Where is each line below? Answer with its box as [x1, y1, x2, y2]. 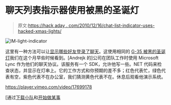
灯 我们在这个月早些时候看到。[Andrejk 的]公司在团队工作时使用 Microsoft [5, 54, 159, 61]
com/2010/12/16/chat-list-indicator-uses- [68, 22, 155, 28]
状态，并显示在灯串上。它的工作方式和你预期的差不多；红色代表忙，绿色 [9, 67, 161, 74]
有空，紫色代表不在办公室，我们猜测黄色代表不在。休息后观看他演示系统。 [9, 74, 166, 80]
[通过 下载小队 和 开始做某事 [5, 94, 61, 100]
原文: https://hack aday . [17, 22, 68, 28]
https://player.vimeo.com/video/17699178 [5, 84, 93, 90]
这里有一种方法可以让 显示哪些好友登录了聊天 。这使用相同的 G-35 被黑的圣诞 [5, 48, 166, 54]
